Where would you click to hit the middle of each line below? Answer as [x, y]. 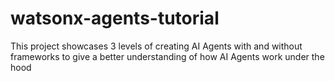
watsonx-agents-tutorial [115, 18]
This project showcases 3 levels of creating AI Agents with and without [156, 46]
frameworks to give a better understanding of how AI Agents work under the [167, 56]
